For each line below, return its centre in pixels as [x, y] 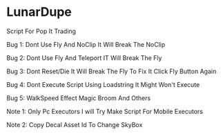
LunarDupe [39, 12]
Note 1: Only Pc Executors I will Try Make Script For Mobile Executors [105, 111]
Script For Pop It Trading [41, 31]
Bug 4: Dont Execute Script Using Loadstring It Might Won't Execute [103, 84]
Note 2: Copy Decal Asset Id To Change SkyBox [75, 124]
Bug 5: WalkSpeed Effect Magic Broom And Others [79, 98]
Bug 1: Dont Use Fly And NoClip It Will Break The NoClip [86, 44]
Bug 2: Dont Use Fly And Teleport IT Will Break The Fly [84, 58]
